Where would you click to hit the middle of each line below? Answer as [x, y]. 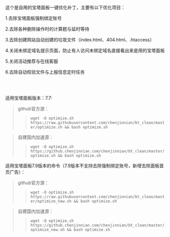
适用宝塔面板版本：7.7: [29, 98]
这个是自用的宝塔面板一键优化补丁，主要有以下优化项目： [65, 7]
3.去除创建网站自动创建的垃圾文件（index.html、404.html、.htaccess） [80, 40]
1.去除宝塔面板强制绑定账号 [33, 18]
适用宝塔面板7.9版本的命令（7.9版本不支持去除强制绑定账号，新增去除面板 [82, 166]
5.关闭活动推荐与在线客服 [32, 61]
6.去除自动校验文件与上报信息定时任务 [45, 72]
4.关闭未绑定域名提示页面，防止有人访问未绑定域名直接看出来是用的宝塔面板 [85, 50]
